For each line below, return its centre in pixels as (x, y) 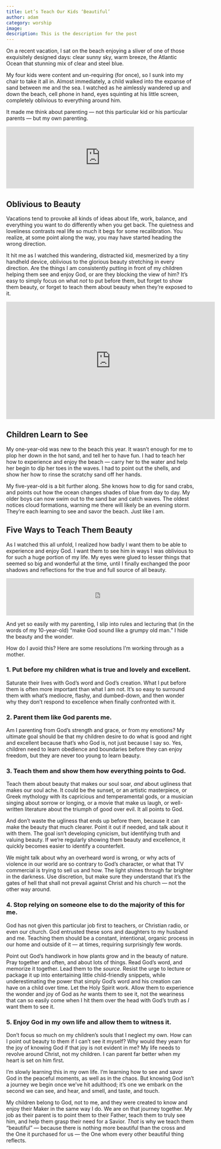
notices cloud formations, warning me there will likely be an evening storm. (98, 505)
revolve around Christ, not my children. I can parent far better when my (93, 1054)
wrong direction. (26, 244)
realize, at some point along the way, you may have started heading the (94, 237)
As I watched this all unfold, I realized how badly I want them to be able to (97, 544)
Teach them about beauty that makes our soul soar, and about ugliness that (99, 784)
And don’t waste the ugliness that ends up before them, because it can (93, 821)
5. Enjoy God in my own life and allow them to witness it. (89, 1022)
